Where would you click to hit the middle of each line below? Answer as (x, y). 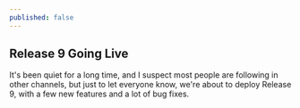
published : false (42, 17)
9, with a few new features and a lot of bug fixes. (99, 94)
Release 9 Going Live (69, 54)
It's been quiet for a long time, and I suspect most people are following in (144, 75)
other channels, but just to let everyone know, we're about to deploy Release (150, 85)
